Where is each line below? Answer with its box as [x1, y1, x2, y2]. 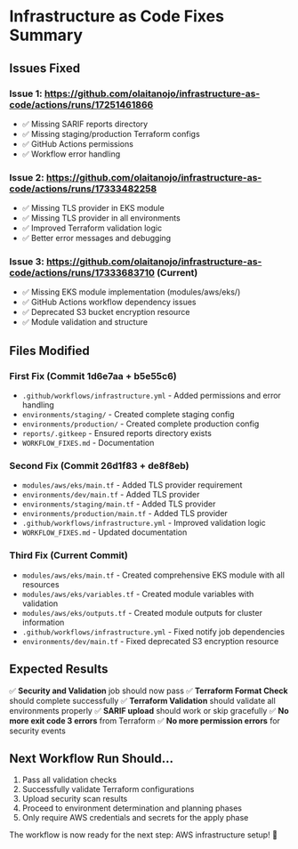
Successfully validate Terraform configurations [21, 784, 195, 795]
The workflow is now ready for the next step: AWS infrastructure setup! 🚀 [9, 829, 278, 840]
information [21, 617, 65, 627]
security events [9, 725, 67, 736]
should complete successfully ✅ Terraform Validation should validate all [9, 695, 276, 706]
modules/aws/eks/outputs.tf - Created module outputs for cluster [21, 607, 262, 618]
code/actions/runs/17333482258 [9, 182, 157, 195]
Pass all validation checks [21, 774, 117, 785]
